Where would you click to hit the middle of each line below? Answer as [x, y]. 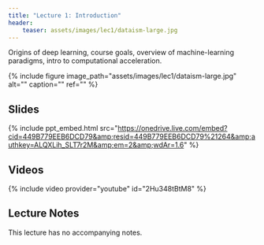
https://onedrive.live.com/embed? [173, 128]
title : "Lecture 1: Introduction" [65, 15]
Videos [26, 170]
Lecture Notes [44, 213]
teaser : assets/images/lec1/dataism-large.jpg [100, 30]
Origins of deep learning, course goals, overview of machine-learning [121, 53]
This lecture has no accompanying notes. [75, 232]
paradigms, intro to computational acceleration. [85, 61]
